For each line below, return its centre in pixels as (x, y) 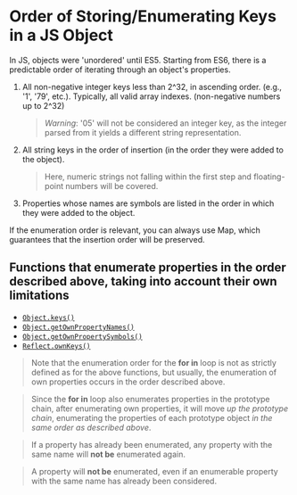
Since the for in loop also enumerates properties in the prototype (150, 399)
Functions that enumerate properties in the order (148, 268)
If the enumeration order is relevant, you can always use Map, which (135, 230)
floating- (269, 177)
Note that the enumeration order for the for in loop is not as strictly (153, 362)
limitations (39, 296)
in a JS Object (62, 35)
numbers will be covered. (112, 186)
